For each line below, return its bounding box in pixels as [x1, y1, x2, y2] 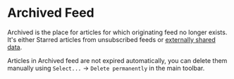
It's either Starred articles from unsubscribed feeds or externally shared [7, 35, 216, 43]
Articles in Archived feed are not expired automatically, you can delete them [7, 56, 228, 64]
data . [7, 43, 23, 51]
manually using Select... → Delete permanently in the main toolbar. [7, 64, 205, 72]
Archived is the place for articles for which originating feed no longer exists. [7, 28, 228, 36]
